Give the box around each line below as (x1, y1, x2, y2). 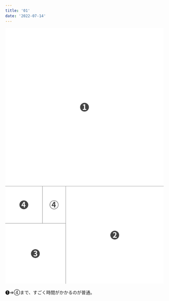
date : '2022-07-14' (5, 13, 46, 19)
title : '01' (5, 8, 30, 13)
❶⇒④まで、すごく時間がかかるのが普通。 (5, 289, 95, 295)
